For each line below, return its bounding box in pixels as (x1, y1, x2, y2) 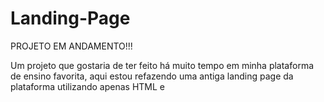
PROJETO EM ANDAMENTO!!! (10, 40, 133, 52)
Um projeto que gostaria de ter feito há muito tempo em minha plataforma (10, 59, 315, 71)
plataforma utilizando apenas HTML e (10, 80, 166, 92)
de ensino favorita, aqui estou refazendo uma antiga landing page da (10, 70, 294, 82)
